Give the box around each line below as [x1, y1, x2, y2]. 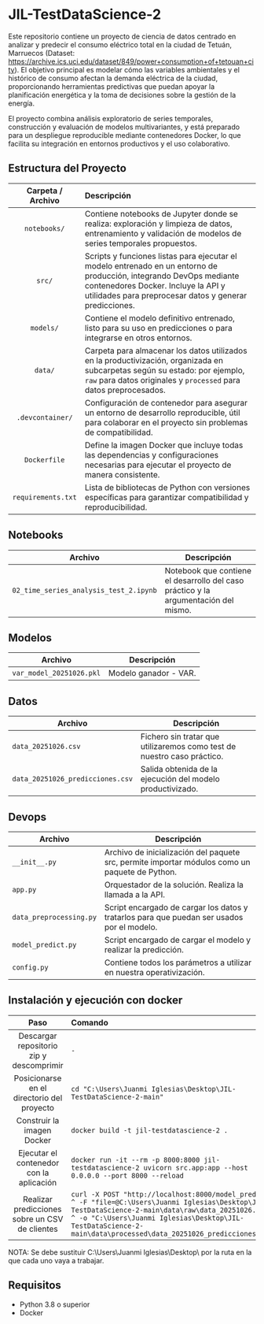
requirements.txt [12, 492, 77, 502]
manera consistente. [84, 469, 160, 480]
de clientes [17, 1223, 59, 1234]
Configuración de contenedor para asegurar [84, 397, 247, 408]
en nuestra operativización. [104, 967, 206, 977]
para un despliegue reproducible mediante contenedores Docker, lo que [8, 130, 241, 139]
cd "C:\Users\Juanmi [71, 1085, 148, 1093]
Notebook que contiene [164, 565, 252, 576]
